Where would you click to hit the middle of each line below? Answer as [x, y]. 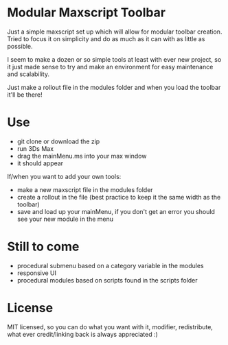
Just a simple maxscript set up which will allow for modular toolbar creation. [115, 32]
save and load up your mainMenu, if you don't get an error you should [116, 211]
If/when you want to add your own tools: [64, 176]
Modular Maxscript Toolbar [87, 13]
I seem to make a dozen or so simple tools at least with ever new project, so [114, 59]
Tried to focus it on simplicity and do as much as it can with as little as [106, 38]
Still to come [43, 247]
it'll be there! [25, 95]
